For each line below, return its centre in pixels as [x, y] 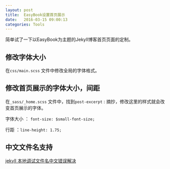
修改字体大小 [26, 57]
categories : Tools [25, 24]
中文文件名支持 [29, 147]
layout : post [19, 10]
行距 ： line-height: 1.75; [33, 130]
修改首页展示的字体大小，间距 [53, 88]
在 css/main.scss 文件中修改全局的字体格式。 [53, 71]
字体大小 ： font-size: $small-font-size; [50, 119]
